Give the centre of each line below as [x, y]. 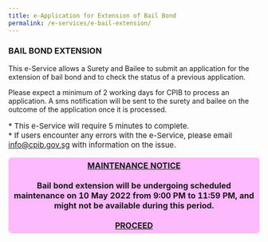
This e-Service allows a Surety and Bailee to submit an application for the [129, 68]
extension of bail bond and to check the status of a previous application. [127, 77]
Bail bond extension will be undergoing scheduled [134, 185]
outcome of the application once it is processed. [88, 109]
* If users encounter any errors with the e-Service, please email [120, 135]
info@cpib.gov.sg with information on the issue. [93, 145]
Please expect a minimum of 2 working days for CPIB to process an [119, 92]
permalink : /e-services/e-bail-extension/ [80, 23]
